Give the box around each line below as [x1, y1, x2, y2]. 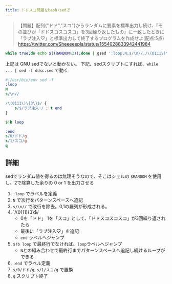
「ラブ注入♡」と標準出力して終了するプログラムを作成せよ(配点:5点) [17, 35, 164, 41]
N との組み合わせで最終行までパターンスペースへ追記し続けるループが [20, 247, 165, 253]
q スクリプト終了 [12, 273, 48, 279]
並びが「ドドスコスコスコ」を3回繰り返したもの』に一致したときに [22, 29, 165, 35]
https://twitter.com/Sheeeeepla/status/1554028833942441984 [17, 40, 151, 47]
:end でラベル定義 [12, 260, 51, 266]
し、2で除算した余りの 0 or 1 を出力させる [5, 179, 94, 186]
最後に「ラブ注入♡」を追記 [20, 228, 79, 234]
